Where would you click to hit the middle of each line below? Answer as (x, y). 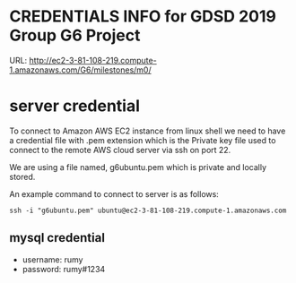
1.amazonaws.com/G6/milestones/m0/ (80, 70)
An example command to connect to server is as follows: (114, 193)
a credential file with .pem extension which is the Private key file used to (143, 140)
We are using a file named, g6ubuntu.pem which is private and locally (138, 167)
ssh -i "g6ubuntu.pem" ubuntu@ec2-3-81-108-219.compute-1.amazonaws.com (148, 210)
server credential (75, 106)
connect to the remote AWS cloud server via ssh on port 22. (120, 150)
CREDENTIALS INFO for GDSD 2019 (143, 17)
